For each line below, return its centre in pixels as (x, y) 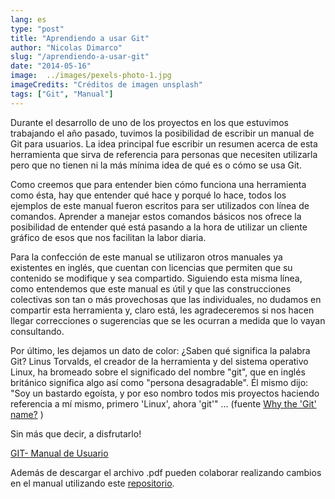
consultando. (37, 331)
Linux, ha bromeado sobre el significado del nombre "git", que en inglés (158, 372)
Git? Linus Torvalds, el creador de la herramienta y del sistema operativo (159, 361)
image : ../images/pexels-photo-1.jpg (91, 76)
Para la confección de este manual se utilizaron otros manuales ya (146, 257)
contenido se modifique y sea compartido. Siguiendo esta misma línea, (156, 278)
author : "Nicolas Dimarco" (66, 47)
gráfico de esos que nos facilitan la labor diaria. (108, 237)
